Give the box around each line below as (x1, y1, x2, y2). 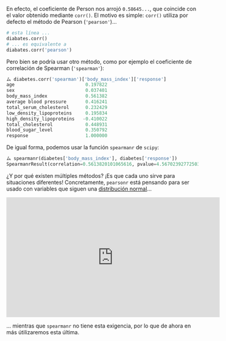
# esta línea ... (6, 30, 51, 36)
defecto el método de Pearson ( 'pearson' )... (6, 18, 117, 25)
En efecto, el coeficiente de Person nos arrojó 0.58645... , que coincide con (6, 5, 197, 12)
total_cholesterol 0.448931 (6, 121, 108, 127)
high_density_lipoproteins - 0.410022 (6, 116, 108, 122)
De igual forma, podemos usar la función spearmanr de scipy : (6, 144, 160, 151)
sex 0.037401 (6, 88, 108, 94)
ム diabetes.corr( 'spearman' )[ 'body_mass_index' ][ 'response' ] (6, 76, 166, 82)
